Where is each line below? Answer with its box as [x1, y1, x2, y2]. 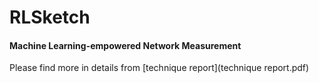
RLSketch [9, 6, 91, 29]
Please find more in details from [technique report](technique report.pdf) [9, 62, 310, 74]
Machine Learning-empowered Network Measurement [9, 39, 242, 51]
